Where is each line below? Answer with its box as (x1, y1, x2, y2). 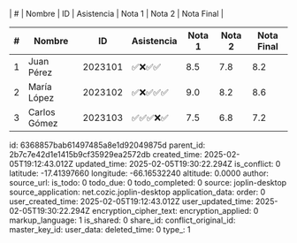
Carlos (27, 106, 56, 118)
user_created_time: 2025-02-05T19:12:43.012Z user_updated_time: (9, 196, 254, 207)
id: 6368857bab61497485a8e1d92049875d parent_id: (9, 140, 206, 150)
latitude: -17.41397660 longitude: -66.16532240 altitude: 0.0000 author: (9, 168, 270, 178)
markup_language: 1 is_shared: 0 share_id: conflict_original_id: (9, 215, 236, 225)
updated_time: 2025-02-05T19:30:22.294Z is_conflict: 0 (74, 159, 281, 169)
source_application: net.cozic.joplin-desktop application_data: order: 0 (9, 186, 266, 197)
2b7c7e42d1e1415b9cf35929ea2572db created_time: (9, 149, 202, 159)
